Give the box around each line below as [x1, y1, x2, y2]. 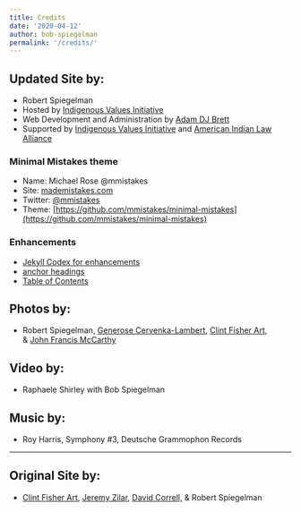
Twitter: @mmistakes [21, 194, 100, 206]
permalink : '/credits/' [9, 38, 99, 47]
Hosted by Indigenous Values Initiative [21, 105, 164, 115]
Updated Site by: [9, 71, 105, 86]
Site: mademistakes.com [21, 185, 114, 196]
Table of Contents [21, 275, 89, 286]
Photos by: [9, 302, 72, 317]
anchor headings [21, 266, 85, 277]
